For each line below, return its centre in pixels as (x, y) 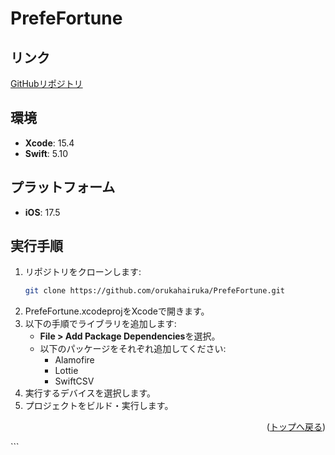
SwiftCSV (74, 381)
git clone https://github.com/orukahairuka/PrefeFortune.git (155, 291)
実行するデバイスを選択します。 (90, 393)
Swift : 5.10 (46, 153)
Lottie (66, 371)
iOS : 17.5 (42, 212)
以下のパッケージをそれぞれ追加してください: (133, 349)
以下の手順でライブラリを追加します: (100, 324)
